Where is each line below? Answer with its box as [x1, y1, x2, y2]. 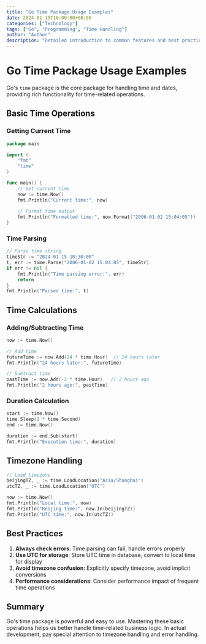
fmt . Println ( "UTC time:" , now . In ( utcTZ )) [6, 511, 114, 518]
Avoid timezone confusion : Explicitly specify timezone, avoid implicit [15, 564, 191, 572]
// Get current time [17, 185, 70, 192]
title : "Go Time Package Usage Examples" [6, 9, 114, 15]
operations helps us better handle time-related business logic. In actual [6, 624, 186, 632]
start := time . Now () [6, 411, 59, 417]
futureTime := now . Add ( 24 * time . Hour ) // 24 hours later [6, 354, 161, 360]
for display [15, 558, 43, 565]
